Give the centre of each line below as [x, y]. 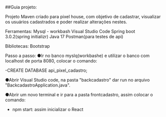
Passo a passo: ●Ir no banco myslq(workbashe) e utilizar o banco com [77, 56]
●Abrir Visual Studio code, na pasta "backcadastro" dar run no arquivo [77, 80]
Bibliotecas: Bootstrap [28, 46]
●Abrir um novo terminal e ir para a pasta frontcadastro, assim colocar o [79, 95]
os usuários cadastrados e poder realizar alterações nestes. [66, 22]
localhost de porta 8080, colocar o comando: [51, 61]
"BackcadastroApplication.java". [38, 85]
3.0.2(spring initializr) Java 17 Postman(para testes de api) [64, 37]
